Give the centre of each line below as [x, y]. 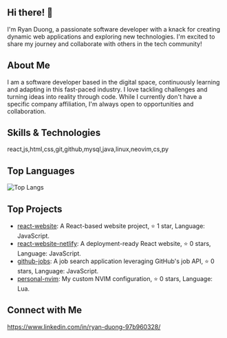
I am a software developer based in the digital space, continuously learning [113, 82]
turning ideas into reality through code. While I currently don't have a [105, 96]
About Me [29, 66]
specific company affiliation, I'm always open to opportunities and [100, 104]
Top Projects [35, 209]
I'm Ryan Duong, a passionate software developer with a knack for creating [114, 29]
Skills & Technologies [54, 133]
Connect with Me [45, 310]
